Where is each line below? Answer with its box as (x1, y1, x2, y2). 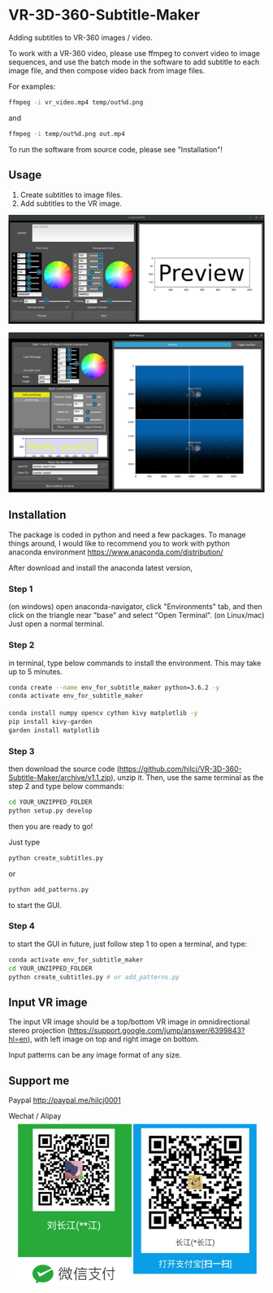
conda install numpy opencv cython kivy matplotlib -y (8, 709, 198, 717)
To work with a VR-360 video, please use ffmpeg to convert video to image (8, 48, 260, 58)
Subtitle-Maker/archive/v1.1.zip (8, 773, 111, 782)
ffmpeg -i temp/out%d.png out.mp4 (8, 129, 126, 138)
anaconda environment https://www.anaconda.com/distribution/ (8, 547, 223, 557)
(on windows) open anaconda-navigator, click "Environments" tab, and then (8, 602, 262, 611)
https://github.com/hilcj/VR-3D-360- (119, 764, 242, 774)
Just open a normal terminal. (8, 619, 105, 629)
